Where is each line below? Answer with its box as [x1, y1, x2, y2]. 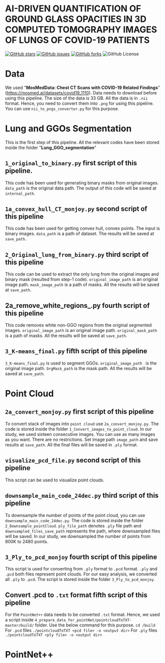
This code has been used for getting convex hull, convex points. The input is [5, 226, 160, 232]
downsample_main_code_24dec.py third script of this [5, 491, 159, 500]
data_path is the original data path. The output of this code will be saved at [5, 185, 157, 191]
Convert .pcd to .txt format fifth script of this [5, 591, 148, 599]
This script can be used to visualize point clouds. [5, 477, 104, 483]
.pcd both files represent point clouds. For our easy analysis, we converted [5, 571, 157, 577]
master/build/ [5, 623, 34, 628]
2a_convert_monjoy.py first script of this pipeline [5, 408, 154, 416]
